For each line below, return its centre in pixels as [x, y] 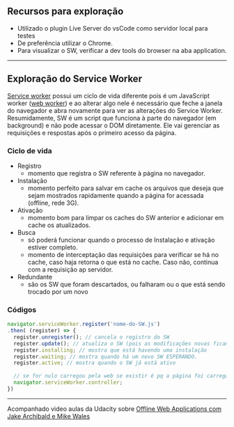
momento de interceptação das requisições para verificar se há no [123, 254]
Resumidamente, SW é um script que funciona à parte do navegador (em [112, 118]
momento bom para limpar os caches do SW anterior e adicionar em [126, 217]
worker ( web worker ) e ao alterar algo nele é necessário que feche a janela [115, 103]
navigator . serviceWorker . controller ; [68, 382]
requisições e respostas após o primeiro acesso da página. [92, 132]
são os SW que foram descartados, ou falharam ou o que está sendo [126, 284]
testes [26, 36]
